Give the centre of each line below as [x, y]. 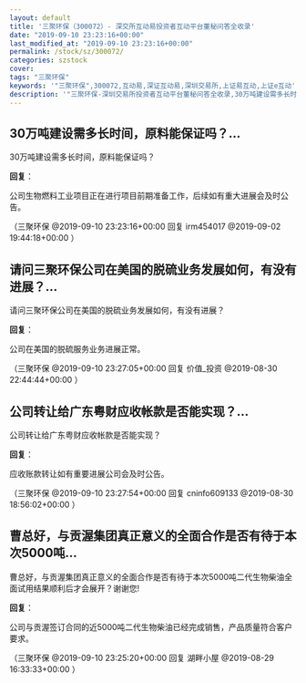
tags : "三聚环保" [40, 78]
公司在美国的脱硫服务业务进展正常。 [77, 349]
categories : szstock [49, 60]
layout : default [40, 18]
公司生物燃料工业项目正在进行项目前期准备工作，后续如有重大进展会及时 [145, 196]
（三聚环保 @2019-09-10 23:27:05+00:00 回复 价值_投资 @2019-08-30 [143, 368]
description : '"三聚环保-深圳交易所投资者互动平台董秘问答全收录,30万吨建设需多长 [150, 94]
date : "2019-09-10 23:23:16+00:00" [77, 35]
